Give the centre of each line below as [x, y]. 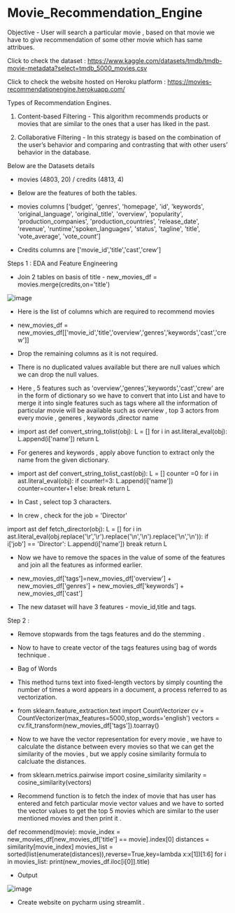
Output [27, 875]
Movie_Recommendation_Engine [105, 13]
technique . [34, 655]
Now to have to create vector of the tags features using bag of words [117, 647]
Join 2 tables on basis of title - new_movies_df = [87, 277]
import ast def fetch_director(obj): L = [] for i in [74, 529]
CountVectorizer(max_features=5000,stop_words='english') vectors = [118, 718]
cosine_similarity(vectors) [55, 782]
